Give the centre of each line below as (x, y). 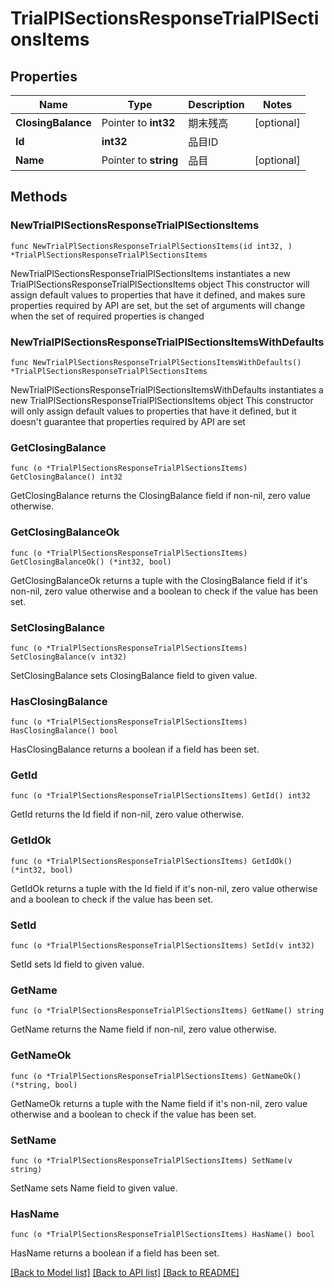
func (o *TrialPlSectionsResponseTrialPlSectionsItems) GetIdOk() (151, 861)
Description (216, 104)
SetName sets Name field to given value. (94, 1188)
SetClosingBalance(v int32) (69, 657)
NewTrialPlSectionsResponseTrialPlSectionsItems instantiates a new (151, 273)
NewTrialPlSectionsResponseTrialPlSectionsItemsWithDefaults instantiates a (167, 389)
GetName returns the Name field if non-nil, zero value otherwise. (144, 1029)
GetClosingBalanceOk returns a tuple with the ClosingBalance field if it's (159, 580)
